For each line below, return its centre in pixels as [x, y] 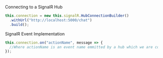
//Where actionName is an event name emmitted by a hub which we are [81, 47]
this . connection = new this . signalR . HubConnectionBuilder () [67, 16]
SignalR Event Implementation [35, 34]
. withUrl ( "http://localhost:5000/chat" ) [51, 20]
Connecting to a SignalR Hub [34, 7]
